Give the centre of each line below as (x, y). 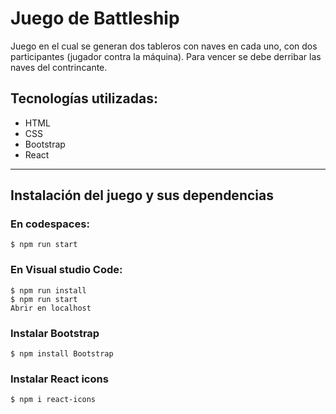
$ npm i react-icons (53, 400)
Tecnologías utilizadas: (84, 98)
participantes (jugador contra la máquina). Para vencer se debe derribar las (166, 56)
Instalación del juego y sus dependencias (142, 195)
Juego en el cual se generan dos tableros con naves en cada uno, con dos (164, 46)
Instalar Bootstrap (55, 333)
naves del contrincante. (59, 67)
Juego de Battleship (95, 18)
